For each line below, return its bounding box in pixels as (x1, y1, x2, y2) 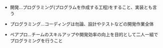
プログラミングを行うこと (9, 38, 63, 44)
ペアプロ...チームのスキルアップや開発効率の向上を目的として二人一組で (9, 32, 158, 37)
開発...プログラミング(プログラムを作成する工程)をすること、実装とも (9, 4, 153, 10)
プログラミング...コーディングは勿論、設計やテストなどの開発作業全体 (9, 21, 154, 27)
